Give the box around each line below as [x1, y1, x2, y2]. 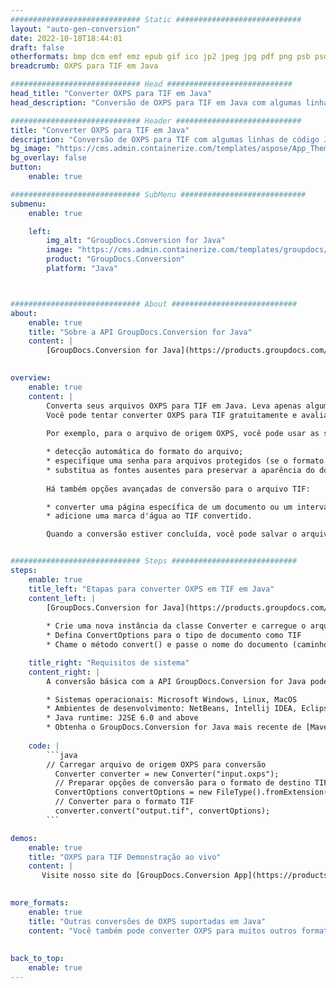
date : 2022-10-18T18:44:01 [10, 33, 123, 43]
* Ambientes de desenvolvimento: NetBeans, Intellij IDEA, [46, 704, 298, 714]
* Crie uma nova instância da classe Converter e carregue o [46, 621, 307, 631]
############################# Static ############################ [10, 14, 302, 25]
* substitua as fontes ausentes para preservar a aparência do [46, 465, 315, 475]
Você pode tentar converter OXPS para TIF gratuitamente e [46, 410, 298, 420]
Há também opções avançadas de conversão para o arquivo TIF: [46, 484, 311, 494]
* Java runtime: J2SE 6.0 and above [46, 713, 199, 723]
